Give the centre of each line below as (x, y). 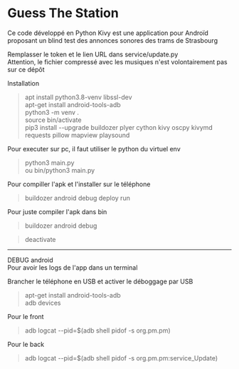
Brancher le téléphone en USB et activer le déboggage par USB (100, 281)
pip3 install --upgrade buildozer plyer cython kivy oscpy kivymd (119, 127)
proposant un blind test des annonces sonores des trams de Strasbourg (113, 40)
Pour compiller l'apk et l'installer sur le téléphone (79, 184)
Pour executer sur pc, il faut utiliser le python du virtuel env (94, 148)
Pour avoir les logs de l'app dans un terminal (73, 267)
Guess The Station (63, 13)
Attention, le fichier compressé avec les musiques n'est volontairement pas (117, 61)
